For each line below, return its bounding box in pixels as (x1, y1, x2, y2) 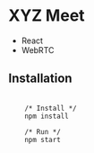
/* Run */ (24, 127, 62, 136)
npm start (24, 135, 62, 144)
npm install (24, 112, 69, 121)
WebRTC (21, 44, 55, 55)
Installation (8, 71, 73, 86)
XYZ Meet (8, 5, 86, 26)
